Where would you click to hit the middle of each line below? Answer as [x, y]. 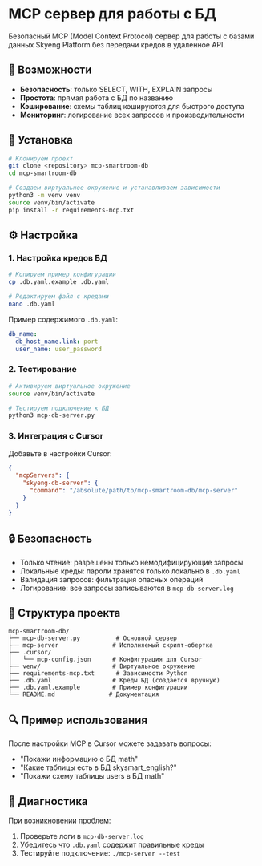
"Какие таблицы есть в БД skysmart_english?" [99, 767]
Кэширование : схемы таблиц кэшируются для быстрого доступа [132, 106]
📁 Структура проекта [64, 613]
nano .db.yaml [32, 304]
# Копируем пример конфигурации [62, 275]
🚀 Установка [41, 140]
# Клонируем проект [41, 158]
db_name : [23, 334]
